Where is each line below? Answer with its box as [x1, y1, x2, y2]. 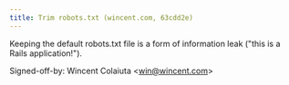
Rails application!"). [9, 47, 83, 59]
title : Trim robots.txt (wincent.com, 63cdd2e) [9, 13, 194, 23]
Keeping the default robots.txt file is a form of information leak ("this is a [9, 38, 281, 49]
